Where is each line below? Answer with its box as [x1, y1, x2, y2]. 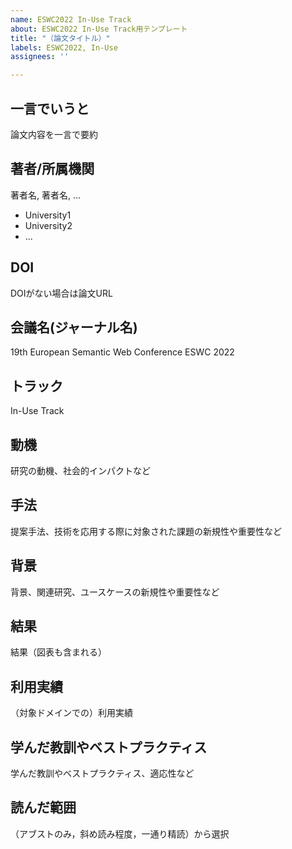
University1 [24, 209, 72, 221]
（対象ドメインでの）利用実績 [10, 707, 133, 719]
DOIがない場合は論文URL [10, 287, 113, 299]
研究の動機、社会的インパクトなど [10, 465, 151, 476]
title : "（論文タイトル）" [10, 33, 111, 43]
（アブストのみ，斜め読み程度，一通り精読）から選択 [10, 827, 230, 840]
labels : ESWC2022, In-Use [10, 42, 118, 53]
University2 [24, 219, 73, 231]
